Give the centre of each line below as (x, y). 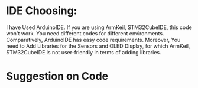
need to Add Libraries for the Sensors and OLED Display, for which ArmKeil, (98, 46)
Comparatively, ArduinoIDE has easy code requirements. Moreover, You (93, 40)
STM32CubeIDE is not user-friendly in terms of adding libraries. (84, 52)
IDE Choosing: (42, 11)
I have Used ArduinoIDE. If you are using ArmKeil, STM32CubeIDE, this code (99, 27)
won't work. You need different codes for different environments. (85, 33)
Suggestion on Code (57, 76)
